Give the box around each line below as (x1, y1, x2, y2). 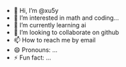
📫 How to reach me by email (13, 36, 96, 44)
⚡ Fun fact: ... (13, 53, 51, 62)
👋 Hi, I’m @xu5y (13, 7, 59, 14)
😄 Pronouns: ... (13, 46, 58, 54)
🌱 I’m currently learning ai (13, 21, 87, 29)
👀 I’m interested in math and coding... (13, 14, 119, 22)
